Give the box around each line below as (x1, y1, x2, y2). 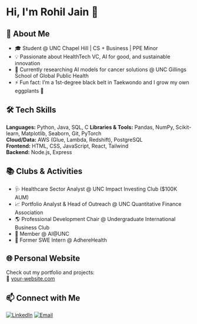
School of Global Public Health (14, 72, 89, 79)
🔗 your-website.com (6, 275, 55, 282)
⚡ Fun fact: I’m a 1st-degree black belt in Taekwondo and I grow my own (14, 79, 189, 86)
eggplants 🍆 (14, 88, 44, 94)
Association (14, 209, 44, 216)
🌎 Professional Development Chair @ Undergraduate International (14, 215, 176, 222)
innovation (14, 60, 41, 66)
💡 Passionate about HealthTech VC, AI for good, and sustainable (14, 53, 171, 60)
